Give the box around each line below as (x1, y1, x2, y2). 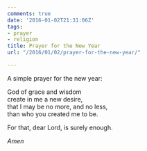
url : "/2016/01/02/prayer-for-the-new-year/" (7, 49, 141, 56)
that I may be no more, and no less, (7, 102, 108, 111)
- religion (7, 36, 39, 43)
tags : (7, 23, 23, 30)
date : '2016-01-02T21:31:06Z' (7, 17, 95, 24)
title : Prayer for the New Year (7, 42, 101, 49)
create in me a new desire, (7, 95, 83, 103)
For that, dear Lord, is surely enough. (7, 123, 113, 132)
